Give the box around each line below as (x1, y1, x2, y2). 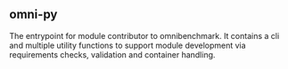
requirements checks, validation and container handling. (9, 49, 216, 60)
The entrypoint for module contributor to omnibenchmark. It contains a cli (9, 30, 280, 41)
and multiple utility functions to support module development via (9, 40, 247, 50)
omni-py (9, 7, 58, 22)
